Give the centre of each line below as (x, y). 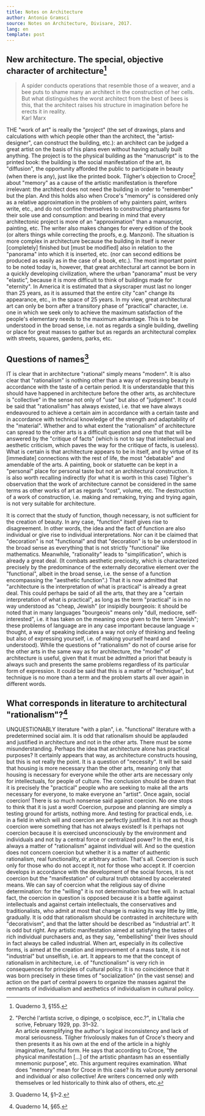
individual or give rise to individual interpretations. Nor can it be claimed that (102, 535)
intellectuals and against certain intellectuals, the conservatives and (92, 904)
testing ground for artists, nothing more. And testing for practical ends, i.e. (100, 814)
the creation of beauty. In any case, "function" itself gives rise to (87, 522)
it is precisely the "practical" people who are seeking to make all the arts (97, 788)
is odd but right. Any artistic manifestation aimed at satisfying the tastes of (100, 931)
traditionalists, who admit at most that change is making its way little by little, (103, 911)
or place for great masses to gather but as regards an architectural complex (101, 332)
